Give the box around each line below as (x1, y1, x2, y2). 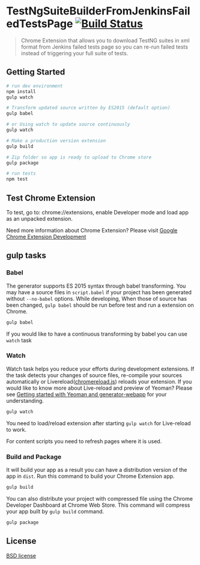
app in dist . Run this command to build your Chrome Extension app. (6, 473, 175, 480)
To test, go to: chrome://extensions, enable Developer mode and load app (6, 208, 189, 216)
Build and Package (6, 452, 62, 461)
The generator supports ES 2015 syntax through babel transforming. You (6, 282, 186, 289)
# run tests (6, 171, 36, 177)
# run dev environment (6, 83, 63, 89)
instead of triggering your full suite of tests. (20, 49, 129, 56)
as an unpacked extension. (6, 215, 73, 222)
